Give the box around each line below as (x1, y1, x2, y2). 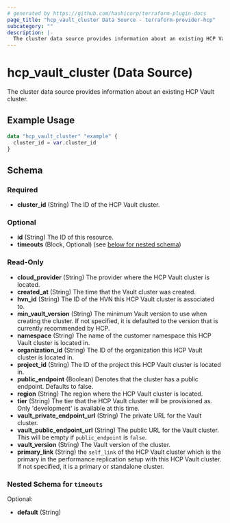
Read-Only (7, 257, 44, 267)
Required (7, 185, 38, 194)
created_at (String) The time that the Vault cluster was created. (16, 288, 196, 296)
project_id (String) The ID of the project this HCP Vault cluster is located (16, 360, 221, 368)
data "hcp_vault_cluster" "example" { (7, 133, 118, 140)
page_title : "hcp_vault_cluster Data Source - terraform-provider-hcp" (7, 16, 216, 23)
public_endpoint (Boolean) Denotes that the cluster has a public (16, 374, 199, 383)
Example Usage (7, 114, 75, 127)
